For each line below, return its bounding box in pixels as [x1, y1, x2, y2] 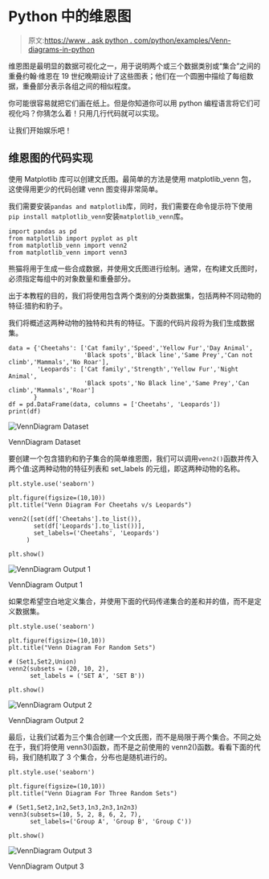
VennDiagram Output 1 [8, 580, 83, 589]
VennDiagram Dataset [8, 437, 81, 446]
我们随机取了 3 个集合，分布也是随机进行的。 [22, 752, 172, 762]
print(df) [8, 407, 42, 415]
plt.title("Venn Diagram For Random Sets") [8, 643, 157, 651]
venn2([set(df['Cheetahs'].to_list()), [8, 515, 142, 523]
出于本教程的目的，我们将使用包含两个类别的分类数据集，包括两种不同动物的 [8, 290, 262, 300]
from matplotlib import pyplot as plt [8, 234, 138, 242]
